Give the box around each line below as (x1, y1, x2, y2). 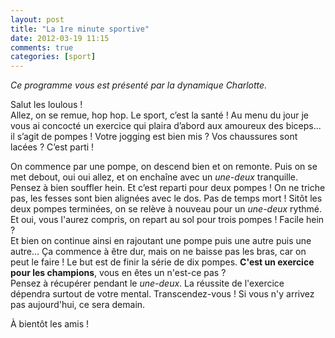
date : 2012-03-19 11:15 (10, 33, 110, 43)
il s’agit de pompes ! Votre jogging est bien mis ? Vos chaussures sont (10, 131, 298, 143)
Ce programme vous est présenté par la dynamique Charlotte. (10, 79, 268, 91)
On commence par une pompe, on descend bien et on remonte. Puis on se (10, 161, 318, 173)
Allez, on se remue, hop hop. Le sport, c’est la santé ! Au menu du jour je (10, 109, 309, 121)
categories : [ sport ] (10, 52, 97, 62)
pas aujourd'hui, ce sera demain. (10, 299, 146, 311)
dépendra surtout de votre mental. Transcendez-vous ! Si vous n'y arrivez (10, 288, 315, 300)
